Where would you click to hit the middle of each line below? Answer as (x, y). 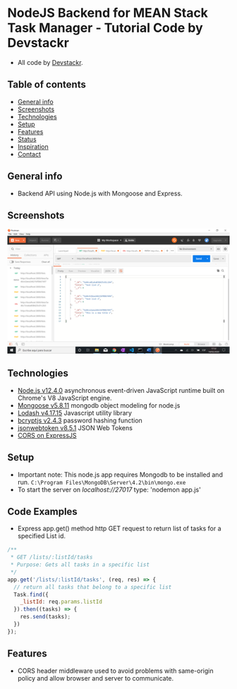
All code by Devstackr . (50, 62)
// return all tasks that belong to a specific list (93, 587)
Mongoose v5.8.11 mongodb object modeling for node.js (99, 405)
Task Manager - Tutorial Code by (105, 28)
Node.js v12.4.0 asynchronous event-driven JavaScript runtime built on (121, 390)
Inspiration (33, 147)
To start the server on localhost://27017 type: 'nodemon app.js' (109, 489)
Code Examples (42, 512)
